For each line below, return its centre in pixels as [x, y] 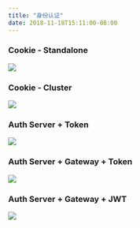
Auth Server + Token [48, 125]
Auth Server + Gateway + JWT [68, 199]
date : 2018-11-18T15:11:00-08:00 [63, 23]
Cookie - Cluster [40, 88]
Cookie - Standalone [48, 50]
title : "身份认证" [36, 15]
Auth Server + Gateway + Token [70, 162]
